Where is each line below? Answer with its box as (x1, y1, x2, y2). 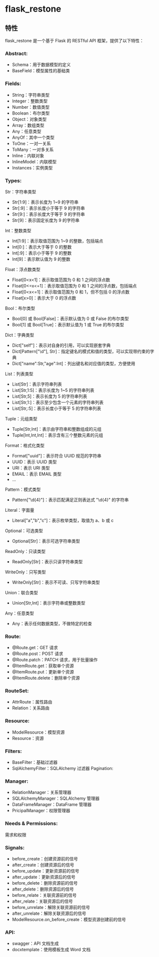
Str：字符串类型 (5, 188, 36, 195)
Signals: (5, 844, 25, 851)
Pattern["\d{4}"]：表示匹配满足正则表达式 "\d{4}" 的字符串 (12, 497, 129, 503)
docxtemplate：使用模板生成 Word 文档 (12, 947, 91, 953)
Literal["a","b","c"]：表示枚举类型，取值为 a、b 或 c (12, 517, 114, 523)
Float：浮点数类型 (5, 266, 41, 272)
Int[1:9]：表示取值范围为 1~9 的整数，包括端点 (12, 238, 103, 244)
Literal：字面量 (5, 507, 35, 513)
